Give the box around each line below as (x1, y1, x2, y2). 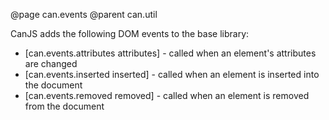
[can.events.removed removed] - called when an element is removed (24, 90, 310, 101)
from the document (24, 100, 105, 112)
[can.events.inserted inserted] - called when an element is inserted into (24, 69, 320, 80)
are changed (24, 58, 78, 69)
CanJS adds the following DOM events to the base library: (10, 28, 250, 39)
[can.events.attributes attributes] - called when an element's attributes (24, 47, 317, 59)
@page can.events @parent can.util (10, 9, 158, 20)
